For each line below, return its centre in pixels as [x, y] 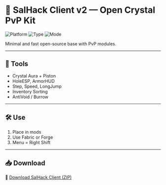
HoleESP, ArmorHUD [34, 81]
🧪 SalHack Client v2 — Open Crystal [80, 10]
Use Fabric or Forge [33, 137]
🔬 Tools [17, 64]
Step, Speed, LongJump [37, 86]
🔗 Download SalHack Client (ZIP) [39, 178]
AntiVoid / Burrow [30, 97]
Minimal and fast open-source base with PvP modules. [61, 43]
